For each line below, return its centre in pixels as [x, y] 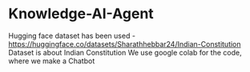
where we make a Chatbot [52, 61]
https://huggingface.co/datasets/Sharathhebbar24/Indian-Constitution [125, 44]
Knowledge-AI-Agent [81, 14]
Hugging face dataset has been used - [72, 36]
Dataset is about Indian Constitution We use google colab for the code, [125, 52]
